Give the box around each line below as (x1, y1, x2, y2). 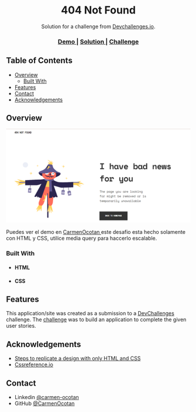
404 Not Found (60, 4, 136, 17)
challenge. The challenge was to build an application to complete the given (6, 316, 187, 323)
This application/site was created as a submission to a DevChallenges (6, 310, 174, 317)
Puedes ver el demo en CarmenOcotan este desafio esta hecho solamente (6, 229, 186, 236)
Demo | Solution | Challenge (57, 38, 139, 46)
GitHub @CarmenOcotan (14, 400, 75, 407)
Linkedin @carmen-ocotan (14, 393, 79, 400)
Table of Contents (6, 56, 73, 66)
